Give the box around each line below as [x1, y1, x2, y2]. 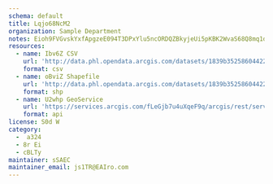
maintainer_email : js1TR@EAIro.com [8, 164, 129, 172]
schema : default [8, 11, 63, 20]
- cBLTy [15, 148, 42, 156]
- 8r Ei [15, 140, 42, 149]
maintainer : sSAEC [8, 156, 71, 164]
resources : [8, 42, 45, 50]
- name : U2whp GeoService [15, 95, 104, 103]
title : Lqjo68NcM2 [8, 20, 71, 28]
